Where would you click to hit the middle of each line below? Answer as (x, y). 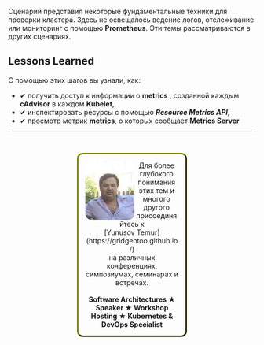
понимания (156, 182)
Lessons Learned (51, 61)
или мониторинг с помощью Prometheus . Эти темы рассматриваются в (129, 28)
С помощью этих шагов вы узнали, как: (75, 80)
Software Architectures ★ (132, 299)
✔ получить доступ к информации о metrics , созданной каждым (129, 95)
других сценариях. (40, 36)
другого (157, 207)
